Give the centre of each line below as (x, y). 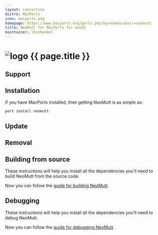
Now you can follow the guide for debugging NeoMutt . (60, 227)
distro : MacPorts (23, 14)
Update (17, 126)
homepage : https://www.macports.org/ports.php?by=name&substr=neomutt (78, 23)
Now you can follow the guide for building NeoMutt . (57, 185)
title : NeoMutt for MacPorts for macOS (46, 28)
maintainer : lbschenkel (29, 32)
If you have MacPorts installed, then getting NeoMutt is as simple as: (74, 102)
